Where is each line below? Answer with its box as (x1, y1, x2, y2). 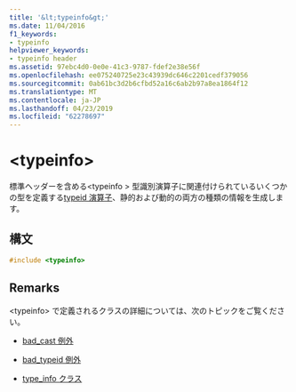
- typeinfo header (9, 54, 77, 63)
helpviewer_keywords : (9, 46, 90, 55)
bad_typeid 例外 (21, 354, 82, 364)
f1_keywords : (9, 29, 58, 38)
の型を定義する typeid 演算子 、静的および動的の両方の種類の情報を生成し (9, 192, 276, 203)
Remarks (9, 281, 60, 296)
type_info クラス (21, 372, 83, 383)
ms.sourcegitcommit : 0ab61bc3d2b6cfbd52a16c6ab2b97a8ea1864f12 (9, 79, 249, 88)
